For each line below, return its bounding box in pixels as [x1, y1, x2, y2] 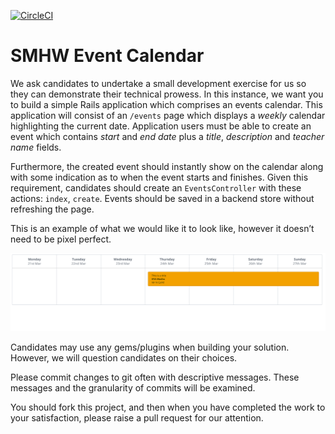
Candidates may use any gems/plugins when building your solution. [10, 341, 290, 354]
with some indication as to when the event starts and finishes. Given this [10, 171, 309, 183]
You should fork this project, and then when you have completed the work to [10, 401, 326, 414]
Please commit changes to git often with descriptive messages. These [10, 371, 300, 384]
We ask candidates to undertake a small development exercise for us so [10, 77, 307, 89]
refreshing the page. [10, 203, 95, 215]
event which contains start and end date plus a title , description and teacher [10, 130, 325, 142]
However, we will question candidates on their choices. [10, 352, 238, 364]
